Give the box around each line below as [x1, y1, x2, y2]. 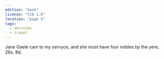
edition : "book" [5, 7, 39, 12]
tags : [5, 21, 16, 26]
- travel [9, 30, 28, 35]
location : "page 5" [5, 16, 46, 21]
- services [9, 26, 32, 31]
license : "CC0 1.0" [5, 12, 46, 17]
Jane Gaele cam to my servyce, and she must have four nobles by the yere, [5, 44, 160, 50]
